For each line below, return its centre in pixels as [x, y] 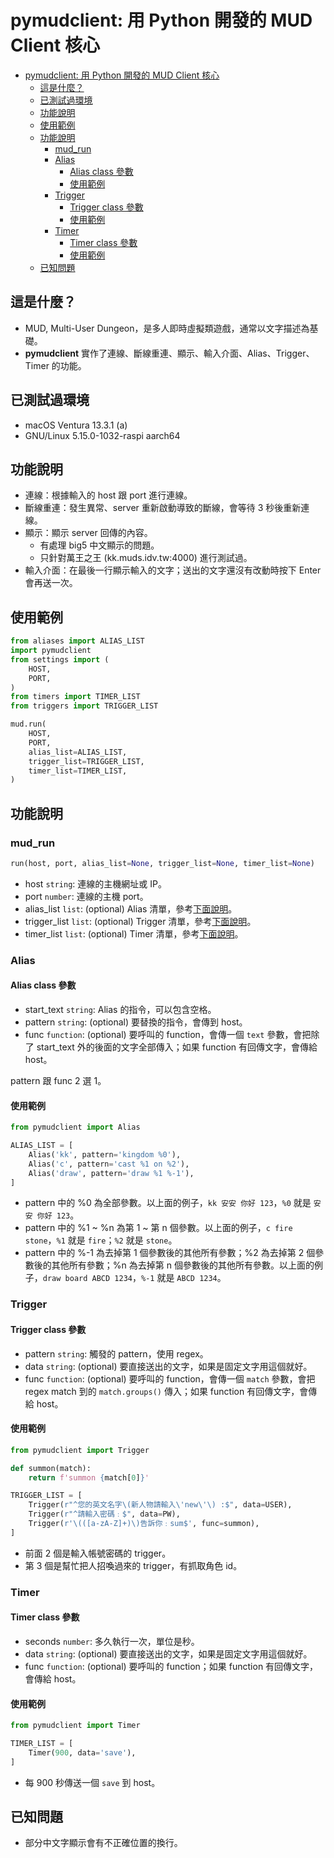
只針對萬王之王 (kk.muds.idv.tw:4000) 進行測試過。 [146, 558]
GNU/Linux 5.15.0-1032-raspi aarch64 [102, 435]
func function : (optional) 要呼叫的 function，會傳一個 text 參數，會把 [168, 1034]
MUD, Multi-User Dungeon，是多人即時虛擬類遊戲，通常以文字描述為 [167, 328]
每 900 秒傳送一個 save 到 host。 [92, 1782]
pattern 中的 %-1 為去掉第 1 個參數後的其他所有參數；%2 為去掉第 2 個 [170, 1253]
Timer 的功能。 [55, 365]
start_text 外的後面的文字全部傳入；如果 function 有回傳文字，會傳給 [177, 1047]
